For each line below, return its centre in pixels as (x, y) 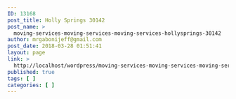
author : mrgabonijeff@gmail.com (54, 40)
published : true (31, 72)
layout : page (26, 53)
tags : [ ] (22, 78)
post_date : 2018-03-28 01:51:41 (54, 46)
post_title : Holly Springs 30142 (56, 20)
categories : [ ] (31, 85)
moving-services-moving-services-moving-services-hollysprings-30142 (117, 33)
